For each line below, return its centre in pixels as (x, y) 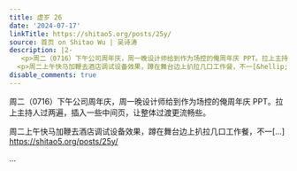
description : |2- (41, 51)
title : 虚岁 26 (36, 17)
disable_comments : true (53, 75)
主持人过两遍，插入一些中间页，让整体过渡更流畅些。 (113, 113)
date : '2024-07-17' (45, 26)
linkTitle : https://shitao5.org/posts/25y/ (91, 34)
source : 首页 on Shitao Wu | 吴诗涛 (73, 42)
